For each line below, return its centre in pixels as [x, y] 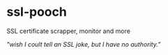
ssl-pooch [37, 12]
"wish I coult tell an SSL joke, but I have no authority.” [84, 44]
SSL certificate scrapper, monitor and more [68, 31]
